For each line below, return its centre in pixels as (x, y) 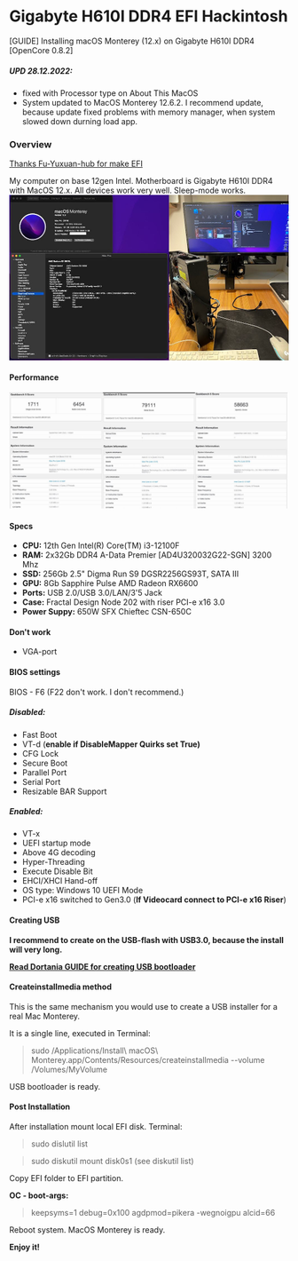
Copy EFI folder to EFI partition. (67, 1178)
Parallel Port (44, 772)
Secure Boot (45, 763)
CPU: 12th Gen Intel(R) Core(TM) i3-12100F (101, 546)
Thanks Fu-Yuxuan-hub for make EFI (76, 164)
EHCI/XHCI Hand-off (60, 881)
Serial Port (41, 781)
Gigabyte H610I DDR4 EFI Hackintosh (149, 16)
